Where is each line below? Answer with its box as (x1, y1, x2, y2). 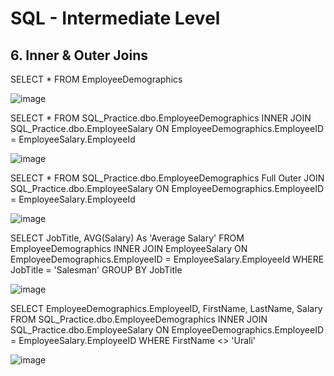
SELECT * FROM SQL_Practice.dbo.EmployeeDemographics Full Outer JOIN (10, 172, 325, 184)
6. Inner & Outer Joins (10, 47, 148, 64)
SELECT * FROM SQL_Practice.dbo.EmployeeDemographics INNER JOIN (10, 112, 312, 124)
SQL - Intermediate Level (10, 7, 221, 30)
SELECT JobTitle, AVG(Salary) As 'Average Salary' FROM (10, 232, 245, 244)
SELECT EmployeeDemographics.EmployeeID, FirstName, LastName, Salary (10, 303, 323, 314)
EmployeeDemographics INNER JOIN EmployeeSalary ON (10, 243, 248, 254)
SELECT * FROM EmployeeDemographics (10, 73, 183, 85)
